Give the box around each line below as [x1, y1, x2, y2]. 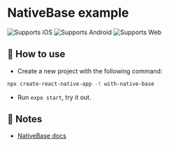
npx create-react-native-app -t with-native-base [7, 80, 155, 87]
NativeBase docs [17, 131, 66, 140]
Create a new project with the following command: [17, 66, 163, 75]
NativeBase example [7, 5, 129, 21]
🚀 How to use [7, 48, 66, 60]
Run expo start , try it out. [17, 93, 91, 101]
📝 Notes [7, 113, 43, 125]
